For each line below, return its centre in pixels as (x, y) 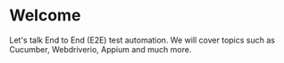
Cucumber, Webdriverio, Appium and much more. (100, 49)
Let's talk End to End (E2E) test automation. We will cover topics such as (142, 40)
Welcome (45, 16)
